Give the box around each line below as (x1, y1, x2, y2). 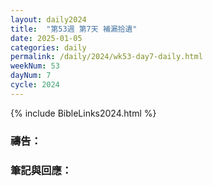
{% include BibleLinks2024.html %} (10, 107, 157, 119)
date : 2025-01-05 (10, 33, 83, 43)
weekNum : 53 (10, 61, 60, 71)
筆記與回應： (10, 163, 73, 177)
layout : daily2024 (10, 14, 87, 25)
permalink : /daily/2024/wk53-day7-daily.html (10, 52, 203, 62)
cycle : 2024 (10, 80, 60, 90)
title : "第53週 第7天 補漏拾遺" (10, 24, 138, 34)
